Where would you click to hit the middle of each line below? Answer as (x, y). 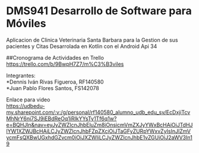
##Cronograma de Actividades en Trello (55, 58)
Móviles (26, 23)
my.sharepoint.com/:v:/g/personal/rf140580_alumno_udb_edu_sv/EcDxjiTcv (98, 112)
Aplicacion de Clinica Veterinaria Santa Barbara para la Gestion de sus (92, 40)
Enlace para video (28, 100)
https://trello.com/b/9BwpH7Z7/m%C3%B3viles (65, 64)
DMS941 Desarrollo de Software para (99, 11)
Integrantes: (21, 75)
